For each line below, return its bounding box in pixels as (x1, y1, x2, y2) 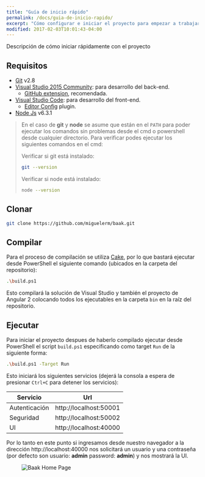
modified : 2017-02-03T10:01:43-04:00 (6, 26, 103, 32)
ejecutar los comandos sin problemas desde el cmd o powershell (21, 128, 185, 135)
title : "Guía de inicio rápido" (6, 9, 88, 15)
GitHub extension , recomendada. (24, 90, 108, 97)
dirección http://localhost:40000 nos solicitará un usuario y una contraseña (6, 445, 196, 453)
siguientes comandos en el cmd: (21, 141, 104, 148)
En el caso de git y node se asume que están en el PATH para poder (21, 121, 190, 128)
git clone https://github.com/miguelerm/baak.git (6, 220, 135, 226)
